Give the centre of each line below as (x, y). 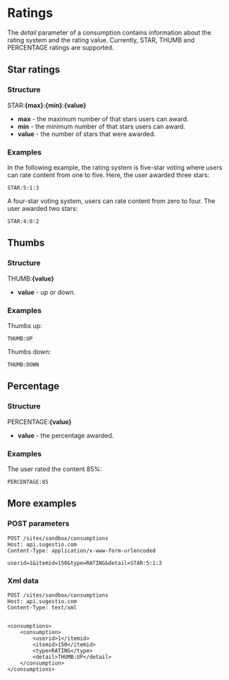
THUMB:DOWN (23, 365)
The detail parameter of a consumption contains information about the (109, 32)
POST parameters (38, 523)
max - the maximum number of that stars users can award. (103, 119)
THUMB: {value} (31, 278)
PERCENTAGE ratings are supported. (61, 47)
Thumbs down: (29, 351)
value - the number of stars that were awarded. (87, 134)
